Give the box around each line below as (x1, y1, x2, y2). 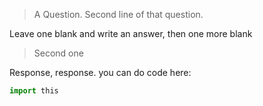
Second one (33, 47, 84, 59)
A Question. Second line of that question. (33, 9, 204, 20)
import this (9, 86, 59, 96)
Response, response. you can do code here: (9, 67, 192, 78)
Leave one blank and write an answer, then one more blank (9, 28, 253, 39)
